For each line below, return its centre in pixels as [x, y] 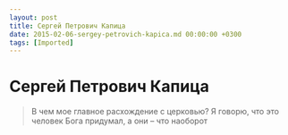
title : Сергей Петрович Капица [68, 26]
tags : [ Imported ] [42, 42]
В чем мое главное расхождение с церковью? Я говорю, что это [155, 112]
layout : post [34, 17]
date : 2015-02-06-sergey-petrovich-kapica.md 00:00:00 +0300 [126, 34]
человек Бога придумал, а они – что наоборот [119, 121]
